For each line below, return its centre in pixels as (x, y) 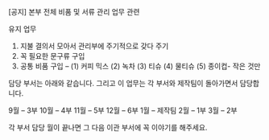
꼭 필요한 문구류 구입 (52, 56)
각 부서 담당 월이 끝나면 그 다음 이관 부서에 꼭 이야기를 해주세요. (108, 128)
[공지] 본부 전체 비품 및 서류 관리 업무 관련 (74, 12)
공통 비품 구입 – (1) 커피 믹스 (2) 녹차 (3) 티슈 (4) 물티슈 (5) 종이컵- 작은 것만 (140, 66)
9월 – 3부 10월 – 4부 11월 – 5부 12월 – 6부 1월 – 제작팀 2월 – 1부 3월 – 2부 (123, 110)
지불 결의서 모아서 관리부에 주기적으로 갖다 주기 (94, 46)
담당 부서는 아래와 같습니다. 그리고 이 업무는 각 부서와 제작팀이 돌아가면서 (123, 83)
